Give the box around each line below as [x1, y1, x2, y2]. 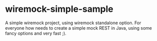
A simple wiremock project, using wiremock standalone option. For [5, 20, 142, 26]
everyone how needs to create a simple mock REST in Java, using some [5, 25, 152, 31]
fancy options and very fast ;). [5, 30, 67, 36]
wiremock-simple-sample [5, 3, 113, 15]
